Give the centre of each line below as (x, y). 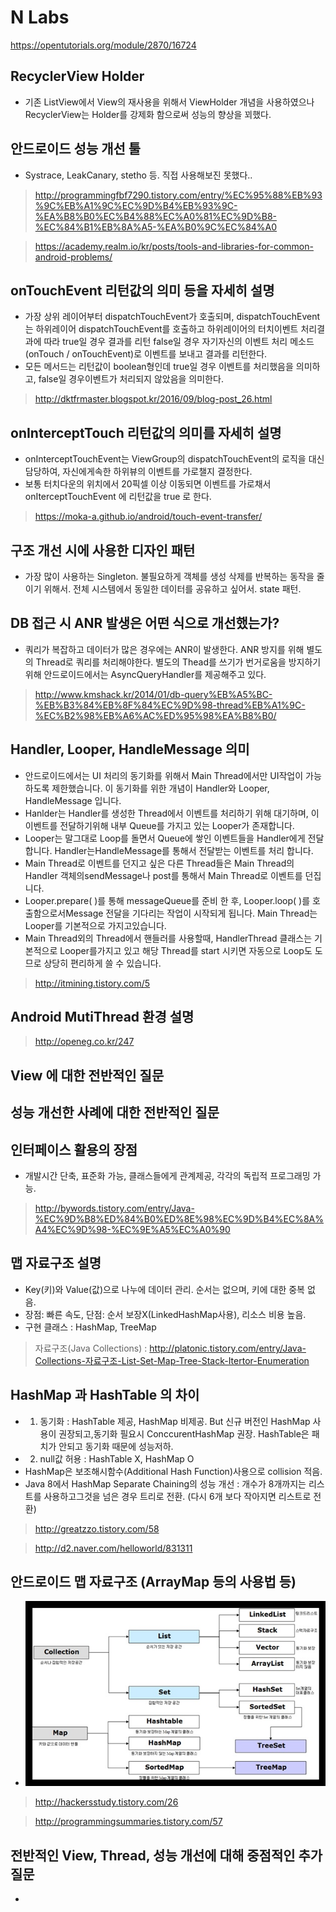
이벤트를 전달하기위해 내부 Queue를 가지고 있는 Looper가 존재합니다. (159, 825)
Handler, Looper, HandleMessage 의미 (130, 749)
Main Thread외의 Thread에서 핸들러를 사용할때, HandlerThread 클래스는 (168, 938)
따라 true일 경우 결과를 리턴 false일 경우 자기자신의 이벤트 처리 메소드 (179, 342)
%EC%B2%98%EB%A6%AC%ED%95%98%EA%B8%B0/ (155, 715)
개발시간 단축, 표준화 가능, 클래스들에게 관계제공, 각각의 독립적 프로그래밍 (167, 1176)
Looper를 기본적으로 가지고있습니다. (95, 925)
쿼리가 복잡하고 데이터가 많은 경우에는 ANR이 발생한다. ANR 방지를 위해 (164, 649)
